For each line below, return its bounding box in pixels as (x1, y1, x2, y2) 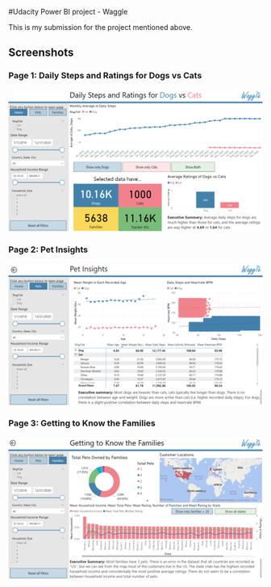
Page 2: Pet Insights (8, 244, 89, 255)
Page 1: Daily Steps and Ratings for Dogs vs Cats (8, 70, 202, 82)
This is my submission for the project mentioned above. (8, 23, 194, 31)
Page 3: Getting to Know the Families (8, 417, 156, 429)
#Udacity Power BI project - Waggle (8, 7, 128, 16)
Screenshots (8, 46, 74, 60)
